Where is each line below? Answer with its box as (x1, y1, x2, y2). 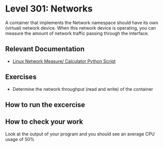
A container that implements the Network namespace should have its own (5, 20, 158, 26)
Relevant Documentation (5, 45, 85, 53)
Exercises (5, 73, 37, 81)
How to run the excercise (5, 100, 86, 109)
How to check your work (5, 117, 84, 126)
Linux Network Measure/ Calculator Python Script (12, 58, 116, 64)
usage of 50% (5, 136, 35, 142)
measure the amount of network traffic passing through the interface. (5, 30, 149, 36)
